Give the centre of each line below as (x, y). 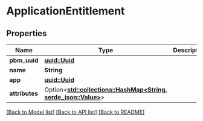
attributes (24, 93)
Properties (27, 33)
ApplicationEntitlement (66, 11)
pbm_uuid (24, 60)
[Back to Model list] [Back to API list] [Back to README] (76, 112)
